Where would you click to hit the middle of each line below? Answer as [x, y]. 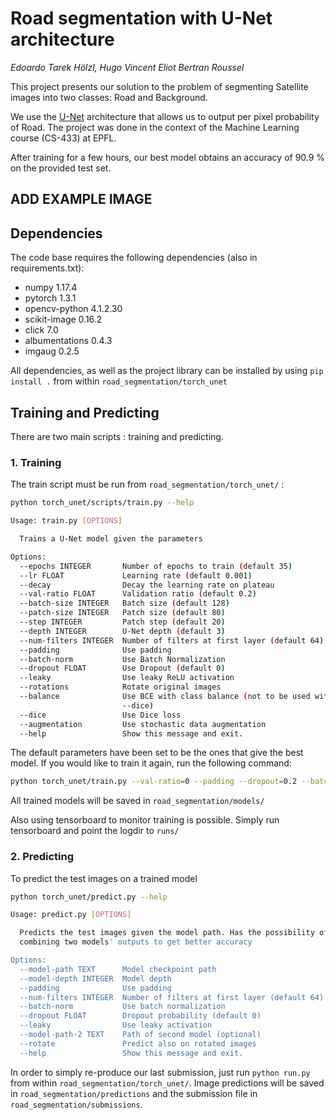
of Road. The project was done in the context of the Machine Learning [155, 127]
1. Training [36, 462]
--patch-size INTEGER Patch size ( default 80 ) [122, 613]
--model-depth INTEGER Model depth [95, 978]
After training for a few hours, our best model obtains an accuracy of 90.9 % [168, 157]
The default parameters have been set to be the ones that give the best [157, 753]
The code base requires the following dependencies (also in [134, 258]
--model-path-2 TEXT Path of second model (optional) [140, 1035]
